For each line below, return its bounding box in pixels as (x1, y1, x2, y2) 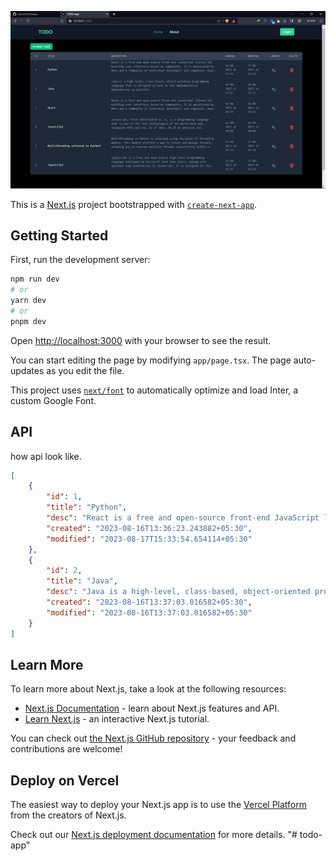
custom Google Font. (10, 394, 97, 406)
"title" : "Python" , (46, 502, 128, 513)
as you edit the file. (46, 364, 125, 376)
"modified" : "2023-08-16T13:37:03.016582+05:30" (46, 607, 253, 618)
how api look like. (10, 450, 82, 462)
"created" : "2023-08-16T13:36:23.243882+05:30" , (46, 523, 253, 533)
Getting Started (10, 227, 109, 244)
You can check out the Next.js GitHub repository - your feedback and (10, 732, 297, 745)
